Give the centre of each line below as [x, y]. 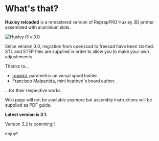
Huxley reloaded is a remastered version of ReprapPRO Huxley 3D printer [79, 22]
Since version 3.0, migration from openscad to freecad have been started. [79, 46]
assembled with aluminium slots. [38, 27]
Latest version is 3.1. [26, 114]
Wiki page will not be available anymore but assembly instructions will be [79, 100]
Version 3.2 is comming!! [30, 124]
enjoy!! [12, 133]
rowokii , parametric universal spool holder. [55, 75]
